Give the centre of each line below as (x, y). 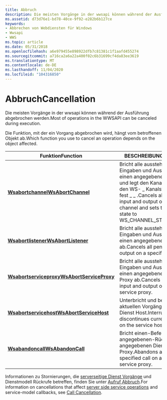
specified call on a (141, 358)
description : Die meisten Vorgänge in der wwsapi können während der (79, 14)
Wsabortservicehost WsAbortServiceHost (58, 313)
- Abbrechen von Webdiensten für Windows (49, 28)
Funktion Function (61, 156)
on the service (136, 325)
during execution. (23, 123)
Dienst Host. (133, 313)
